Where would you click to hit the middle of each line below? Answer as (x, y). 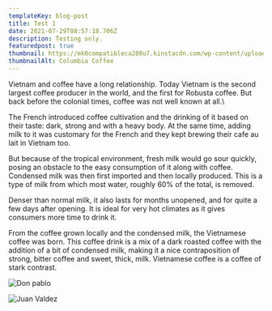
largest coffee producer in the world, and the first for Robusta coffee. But (130, 92)
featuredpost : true (41, 46)
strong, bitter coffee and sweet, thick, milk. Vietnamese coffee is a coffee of (135, 258)
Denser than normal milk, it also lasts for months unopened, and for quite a (133, 200)
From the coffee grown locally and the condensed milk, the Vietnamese (127, 232)
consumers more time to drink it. (63, 217)
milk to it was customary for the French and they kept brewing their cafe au (134, 134)
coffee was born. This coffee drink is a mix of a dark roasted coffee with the (135, 241)
